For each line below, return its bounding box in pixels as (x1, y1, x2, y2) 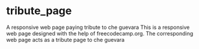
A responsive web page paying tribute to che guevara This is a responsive (6, 24, 190, 31)
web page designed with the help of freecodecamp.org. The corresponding (6, 30, 194, 37)
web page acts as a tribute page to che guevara (6, 36, 125, 43)
